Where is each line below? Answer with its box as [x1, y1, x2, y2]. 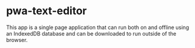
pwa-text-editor [6, 4, 87, 18]
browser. [6, 36, 28, 43]
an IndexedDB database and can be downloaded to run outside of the [6, 30, 177, 37]
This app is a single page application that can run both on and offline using [6, 24, 189, 31]
